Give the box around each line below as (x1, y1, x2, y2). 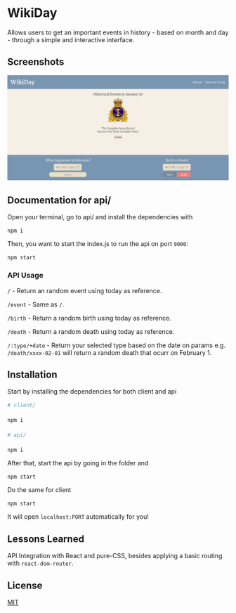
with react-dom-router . (7, 559, 74, 567)
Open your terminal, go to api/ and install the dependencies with (7, 213, 193, 221)
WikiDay (7, 5, 58, 21)
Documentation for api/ (7, 194, 112, 206)
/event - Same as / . (7, 300, 65, 309)
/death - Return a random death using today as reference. (7, 327, 175, 335)
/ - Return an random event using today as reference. (7, 286, 162, 295)
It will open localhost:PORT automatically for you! (7, 512, 149, 521)
